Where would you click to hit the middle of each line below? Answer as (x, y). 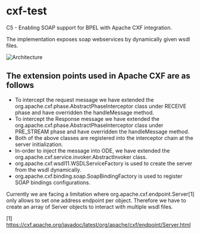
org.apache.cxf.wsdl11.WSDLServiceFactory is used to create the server (104, 163)
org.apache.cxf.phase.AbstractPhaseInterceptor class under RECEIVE (101, 106)
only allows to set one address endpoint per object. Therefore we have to (96, 200)
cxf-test (27, 11)
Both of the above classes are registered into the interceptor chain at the (104, 138)
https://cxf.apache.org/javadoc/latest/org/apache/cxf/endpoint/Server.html (99, 224)
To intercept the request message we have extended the (84, 99)
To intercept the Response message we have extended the (87, 118)
